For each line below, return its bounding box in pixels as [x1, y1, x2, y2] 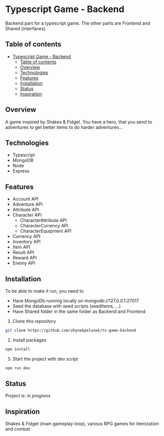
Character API [12, 212, 42, 218]
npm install [5, 346, 30, 352]
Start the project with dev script [12, 356, 78, 362]
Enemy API [12, 260, 35, 266]
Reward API [12, 255, 37, 261]
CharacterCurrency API [20, 223, 69, 229]
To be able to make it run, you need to [5, 288, 84, 294]
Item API [12, 244, 30, 250]
